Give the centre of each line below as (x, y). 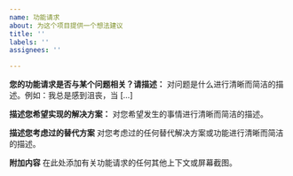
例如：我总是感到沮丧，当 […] (79, 96)
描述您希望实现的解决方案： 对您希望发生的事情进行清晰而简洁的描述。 (139, 114)
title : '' (28, 34)
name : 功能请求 (35, 17)
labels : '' (29, 42)
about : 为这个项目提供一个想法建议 (66, 26)
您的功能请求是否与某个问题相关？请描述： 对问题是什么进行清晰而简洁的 (143, 84)
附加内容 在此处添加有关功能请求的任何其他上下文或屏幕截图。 (123, 163)
